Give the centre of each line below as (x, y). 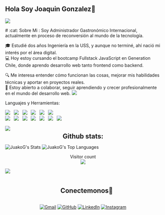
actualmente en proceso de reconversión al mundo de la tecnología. (74, 36)
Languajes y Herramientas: (33, 103)
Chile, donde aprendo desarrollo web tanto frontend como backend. (74, 65)
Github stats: (83, 136)
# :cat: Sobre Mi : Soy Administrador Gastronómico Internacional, (71, 30)
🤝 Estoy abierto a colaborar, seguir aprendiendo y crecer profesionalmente (81, 87)
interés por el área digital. (31, 52)
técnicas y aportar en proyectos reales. (45, 82)
